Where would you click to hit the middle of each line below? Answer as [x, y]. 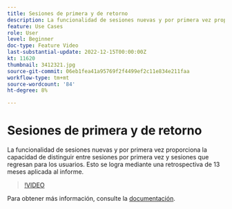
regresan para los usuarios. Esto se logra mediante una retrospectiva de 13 [114, 165]
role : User [23, 33]
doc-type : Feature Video [43, 46]
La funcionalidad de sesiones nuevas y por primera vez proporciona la [107, 150]
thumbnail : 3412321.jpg [41, 65]
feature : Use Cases [35, 26]
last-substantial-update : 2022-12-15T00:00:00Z [77, 52]
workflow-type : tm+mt [38, 78]
